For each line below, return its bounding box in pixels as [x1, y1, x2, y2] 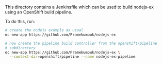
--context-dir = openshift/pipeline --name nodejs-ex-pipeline [9, 54, 136, 59]
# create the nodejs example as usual [5, 28, 83, 33]
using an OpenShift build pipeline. [5, 9, 73, 15]
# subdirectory [5, 45, 36, 50]
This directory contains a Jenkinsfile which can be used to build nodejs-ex [5, 4, 154, 10]
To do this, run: [5, 19, 35, 24]
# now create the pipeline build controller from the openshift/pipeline [5, 41, 158, 46]
